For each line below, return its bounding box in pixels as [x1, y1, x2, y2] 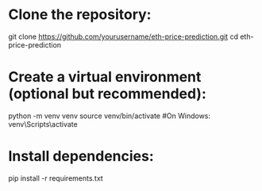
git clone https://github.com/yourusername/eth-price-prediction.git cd [8, 32, 238, 41]
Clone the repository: [8, 6, 152, 24]
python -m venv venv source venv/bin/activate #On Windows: [8, 111, 211, 120]
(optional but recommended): [8, 85, 206, 103]
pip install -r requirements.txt [8, 173, 103, 183]
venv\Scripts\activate [8, 119, 78, 128]
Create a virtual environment [8, 68, 202, 86]
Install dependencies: [8, 147, 155, 166]
